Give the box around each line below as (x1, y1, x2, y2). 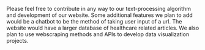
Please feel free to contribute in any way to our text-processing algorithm (6, 5, 192, 12)
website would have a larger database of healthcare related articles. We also (6, 24, 199, 31)
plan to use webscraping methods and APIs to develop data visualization (6, 31, 190, 38)
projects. (6, 37, 29, 44)
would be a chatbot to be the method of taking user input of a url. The (6, 18, 182, 25)
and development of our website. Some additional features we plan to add (6, 11, 193, 19)
